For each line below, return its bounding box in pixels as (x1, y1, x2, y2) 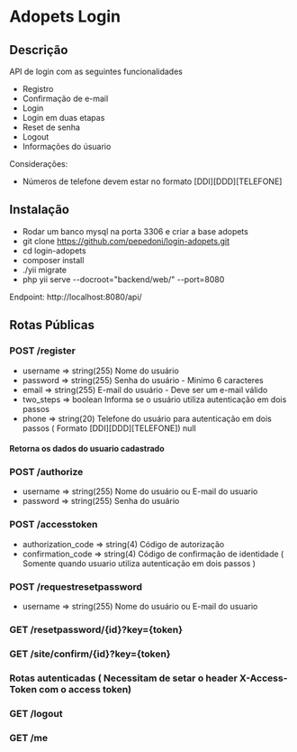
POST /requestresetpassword (9, 580, 142, 592)
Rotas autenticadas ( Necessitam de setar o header (9, 672, 238, 684)
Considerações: (9, 159, 68, 169)
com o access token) (39, 683, 132, 695)
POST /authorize (9, 466, 84, 479)
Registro (22, 84, 54, 94)
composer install (22, 254, 85, 265)
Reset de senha (22, 122, 81, 133)
